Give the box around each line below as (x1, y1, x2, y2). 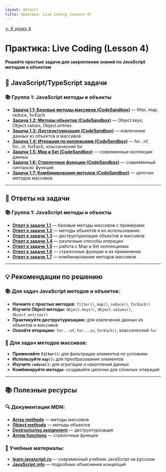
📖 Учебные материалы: (5, 445, 64, 452)
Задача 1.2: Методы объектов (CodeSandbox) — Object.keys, (12, 117, 143, 124)
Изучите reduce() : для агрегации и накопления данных (12, 361, 129, 367)
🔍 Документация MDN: (5, 404, 65, 411)
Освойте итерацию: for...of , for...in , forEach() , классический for (12, 327, 157, 333)
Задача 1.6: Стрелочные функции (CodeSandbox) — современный (12, 159, 156, 166)
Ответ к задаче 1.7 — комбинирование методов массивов (12, 254, 136, 259)
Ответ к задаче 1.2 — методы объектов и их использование (12, 227, 140, 233)
